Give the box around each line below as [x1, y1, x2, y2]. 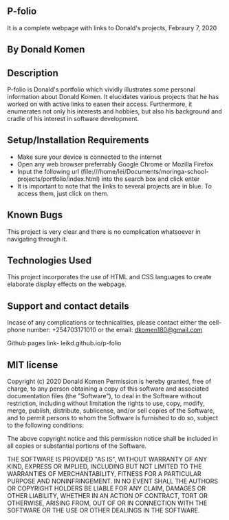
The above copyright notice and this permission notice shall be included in [7, 435, 218, 443]
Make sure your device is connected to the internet [17, 153, 162, 161]
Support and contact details [7, 300, 129, 312]
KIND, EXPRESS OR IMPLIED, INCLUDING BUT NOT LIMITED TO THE [7, 462, 202, 470]
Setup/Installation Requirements [7, 134, 149, 147]
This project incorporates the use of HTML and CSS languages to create [7, 273, 212, 281]
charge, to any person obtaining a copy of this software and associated [7, 384, 209, 393]
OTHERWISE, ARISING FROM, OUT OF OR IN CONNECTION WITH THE [7, 499, 208, 508]
